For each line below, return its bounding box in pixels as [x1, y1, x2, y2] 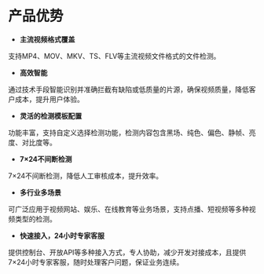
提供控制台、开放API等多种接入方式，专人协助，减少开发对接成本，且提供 [8, 247, 247, 257]
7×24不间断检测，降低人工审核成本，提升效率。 [8, 170, 163, 181]
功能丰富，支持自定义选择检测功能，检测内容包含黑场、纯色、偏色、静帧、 [8, 127, 249, 137]
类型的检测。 [14, 214, 57, 224]
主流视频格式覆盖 [19, 35, 75, 44]
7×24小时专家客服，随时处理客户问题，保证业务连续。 [8, 257, 184, 267]
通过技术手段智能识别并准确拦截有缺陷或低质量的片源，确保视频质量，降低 [8, 84, 249, 94]
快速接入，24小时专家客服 [19, 231, 104, 240]
